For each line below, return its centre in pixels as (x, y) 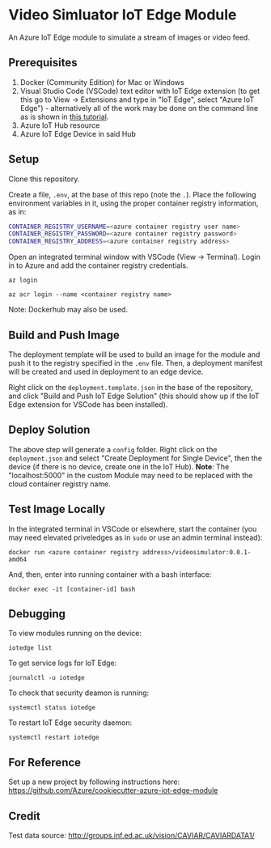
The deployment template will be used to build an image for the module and (134, 354)
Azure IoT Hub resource (60, 125)
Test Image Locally (57, 509)
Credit (24, 816)
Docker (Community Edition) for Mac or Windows (102, 82)
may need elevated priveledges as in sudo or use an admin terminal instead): (135, 537)
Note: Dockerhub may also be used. (68, 310)
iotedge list (30, 648)
